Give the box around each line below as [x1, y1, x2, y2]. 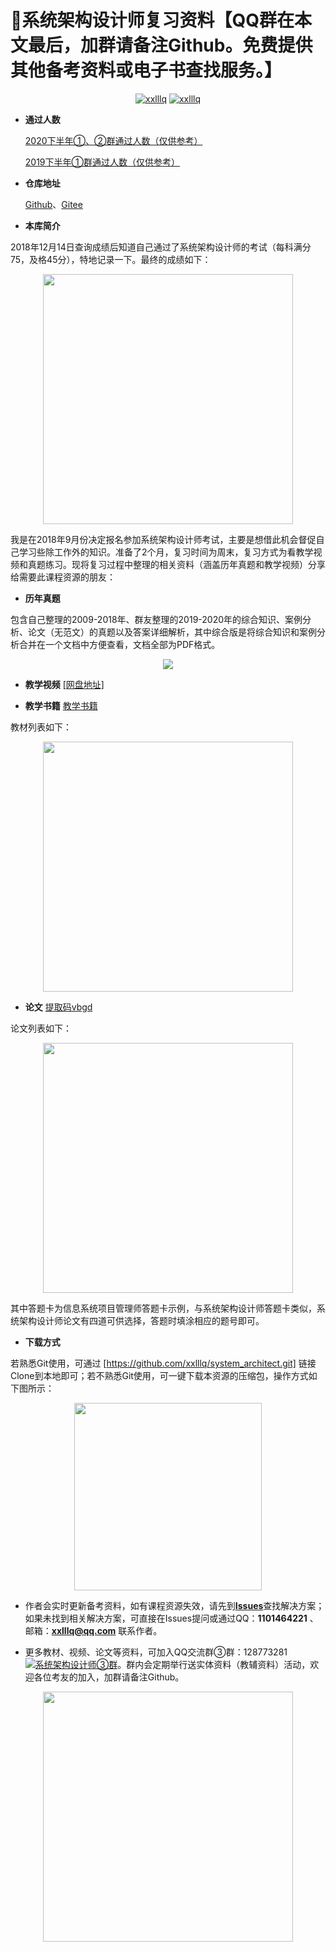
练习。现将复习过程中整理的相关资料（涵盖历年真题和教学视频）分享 [44, 558, 326, 570]
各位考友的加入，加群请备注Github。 [33, 1671, 185, 1683]
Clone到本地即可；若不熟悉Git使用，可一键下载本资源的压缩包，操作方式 [10, 1369, 309, 1381]
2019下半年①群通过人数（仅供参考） [24, 156, 180, 168]
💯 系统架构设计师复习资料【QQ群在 [10, 9, 295, 32]
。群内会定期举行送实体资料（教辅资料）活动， [117, 1658, 311, 1670]
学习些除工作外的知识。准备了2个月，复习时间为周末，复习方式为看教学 [18, 546, 314, 558]
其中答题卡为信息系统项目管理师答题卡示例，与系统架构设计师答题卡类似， [10, 1302, 317, 1314]
